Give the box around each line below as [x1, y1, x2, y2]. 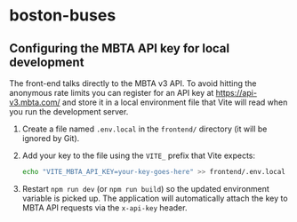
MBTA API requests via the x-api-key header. [21, 202, 188, 213]
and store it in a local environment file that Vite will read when [61, 97, 288, 107]
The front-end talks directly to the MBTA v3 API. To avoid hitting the [9, 78, 257, 89]
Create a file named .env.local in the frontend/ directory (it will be [21, 123, 268, 134]
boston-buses [9, 5, 116, 26]
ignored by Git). [21, 133, 80, 143]
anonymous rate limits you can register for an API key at [9, 88, 214, 98]
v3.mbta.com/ [9, 97, 60, 107]
